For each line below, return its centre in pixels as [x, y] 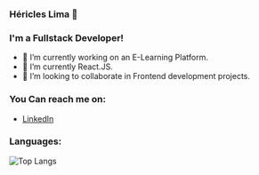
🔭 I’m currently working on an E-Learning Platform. [115, 58]
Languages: [36, 141]
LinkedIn [38, 118]
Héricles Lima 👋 [44, 14]
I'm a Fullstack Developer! [67, 37]
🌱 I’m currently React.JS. [67, 67]
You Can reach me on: [58, 99]
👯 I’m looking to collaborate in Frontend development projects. [136, 76]
